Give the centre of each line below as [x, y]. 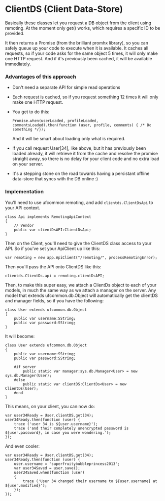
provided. [15, 33]
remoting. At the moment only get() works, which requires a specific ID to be [83, 28]
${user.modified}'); [26, 485]
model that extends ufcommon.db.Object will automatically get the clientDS [82, 295]
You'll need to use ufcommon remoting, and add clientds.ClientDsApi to [79, 202]
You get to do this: [31, 112]
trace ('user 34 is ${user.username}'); [56, 424]
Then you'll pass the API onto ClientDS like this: [53, 267]
